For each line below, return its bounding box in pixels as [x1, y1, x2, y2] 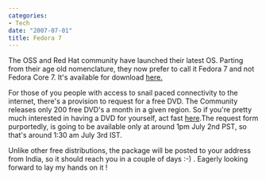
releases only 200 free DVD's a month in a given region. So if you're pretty [8, 105, 253, 115]
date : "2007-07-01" [8, 26, 73, 34]
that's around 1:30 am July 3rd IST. [8, 131, 123, 140]
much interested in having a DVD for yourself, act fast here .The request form [8, 113, 259, 123]
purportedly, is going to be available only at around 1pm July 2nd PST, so [8, 122, 248, 131]
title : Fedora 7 [8, 33, 62, 42]
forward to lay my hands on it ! [8, 162, 108, 172]
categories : [8, 11, 48, 20]
